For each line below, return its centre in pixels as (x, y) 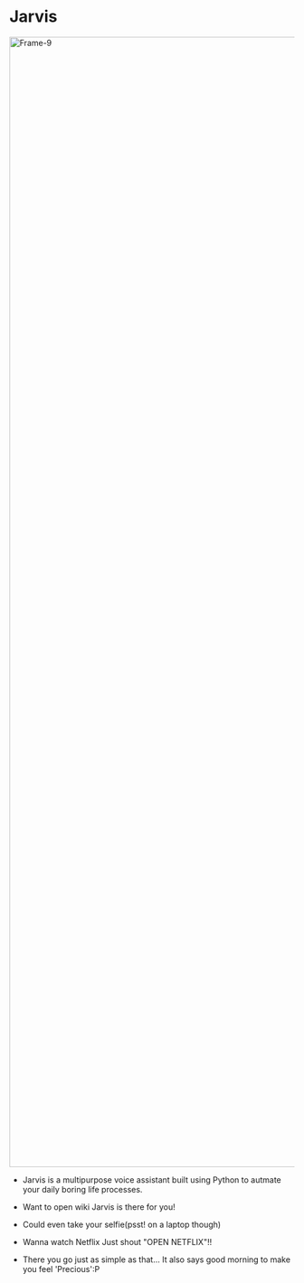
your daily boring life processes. (82, 1189)
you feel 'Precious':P (61, 1269)
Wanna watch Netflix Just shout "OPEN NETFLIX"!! (117, 1241)
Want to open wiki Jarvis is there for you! (99, 1207)
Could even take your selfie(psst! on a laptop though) (122, 1224)
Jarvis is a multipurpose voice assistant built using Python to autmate (152, 1179)
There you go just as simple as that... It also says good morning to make (157, 1259)
